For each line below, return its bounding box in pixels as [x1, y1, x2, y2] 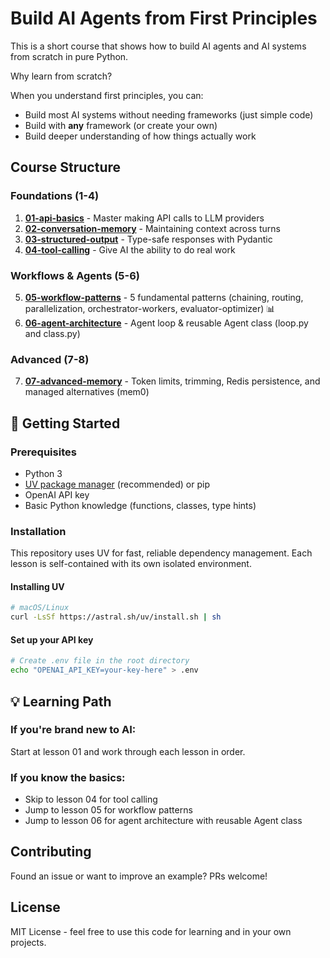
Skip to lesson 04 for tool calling [24, 793, 158, 806]
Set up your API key [10, 633, 94, 646]
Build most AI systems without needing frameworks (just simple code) [24, 108, 314, 121]
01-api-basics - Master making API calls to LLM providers [24, 212, 265, 224]
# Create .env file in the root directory [10, 656, 190, 666]
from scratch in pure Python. [10, 50, 129, 62]
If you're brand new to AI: [10, 723, 137, 737]
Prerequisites [10, 445, 77, 459]
